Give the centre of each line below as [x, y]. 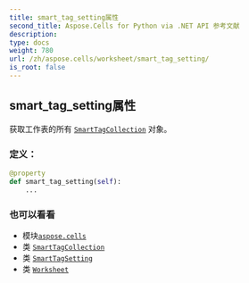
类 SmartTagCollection [63, 246]
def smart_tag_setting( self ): [66, 181]
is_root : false [37, 68]
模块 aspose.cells [54, 235]
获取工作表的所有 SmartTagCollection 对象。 [91, 129]
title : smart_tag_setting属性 [64, 17]
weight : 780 [31, 51]
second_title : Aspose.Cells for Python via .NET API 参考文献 [124, 26]
